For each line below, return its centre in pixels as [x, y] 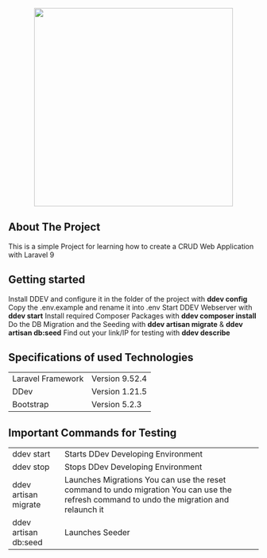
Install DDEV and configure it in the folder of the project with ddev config [128, 298]
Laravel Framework [48, 379]
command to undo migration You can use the [148, 490]
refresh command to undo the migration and [147, 500]
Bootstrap [31, 405]
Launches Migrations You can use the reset [145, 480]
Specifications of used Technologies [101, 358]
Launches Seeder [97, 533]
